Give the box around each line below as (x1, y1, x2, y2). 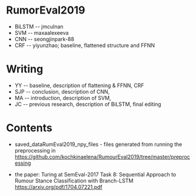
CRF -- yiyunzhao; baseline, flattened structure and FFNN (14, 42, 155, 49)
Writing (6, 62, 44, 76)
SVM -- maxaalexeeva (14, 29, 69, 36)
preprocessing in (14, 147, 56, 154)
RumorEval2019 (6, 4, 85, 17)
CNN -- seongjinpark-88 (14, 35, 75, 42)
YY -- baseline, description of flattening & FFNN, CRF (14, 82, 144, 89)
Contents (6, 121, 53, 135)
